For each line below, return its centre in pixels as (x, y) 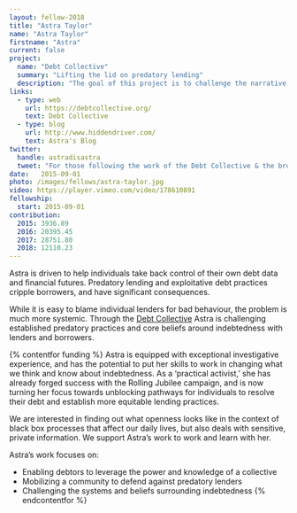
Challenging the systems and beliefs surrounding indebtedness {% (144, 491)
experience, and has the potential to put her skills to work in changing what (146, 364)
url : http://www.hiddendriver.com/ (91, 133)
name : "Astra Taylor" (49, 34)
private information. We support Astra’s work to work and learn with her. (141, 438)
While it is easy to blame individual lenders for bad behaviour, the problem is (148, 309)
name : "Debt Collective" (63, 67)
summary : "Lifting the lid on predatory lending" (110, 75)
